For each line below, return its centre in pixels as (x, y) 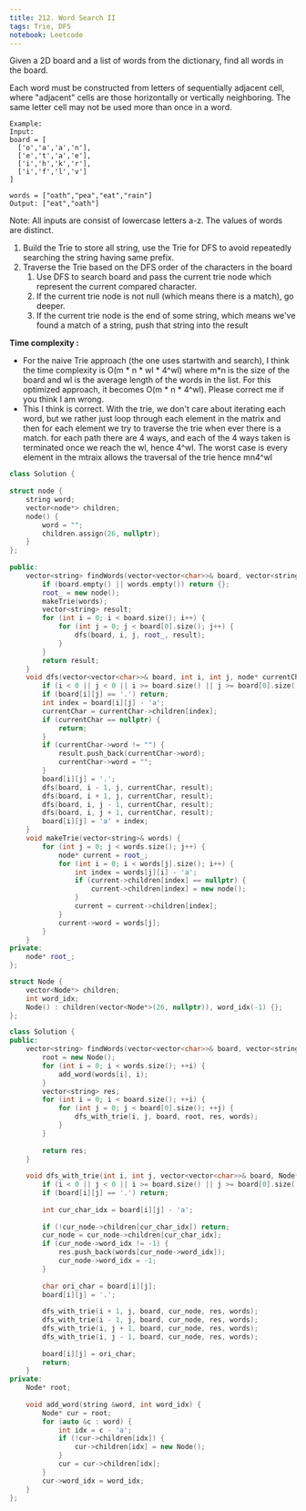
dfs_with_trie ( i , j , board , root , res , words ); (166, 1117)
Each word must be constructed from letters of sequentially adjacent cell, (147, 88)
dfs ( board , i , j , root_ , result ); (140, 635)
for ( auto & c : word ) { (87, 1422)
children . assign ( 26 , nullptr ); (102, 534)
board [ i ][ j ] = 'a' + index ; (95, 822)
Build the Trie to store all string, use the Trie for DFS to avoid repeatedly (157, 248)
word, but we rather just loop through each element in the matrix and (152, 419)
